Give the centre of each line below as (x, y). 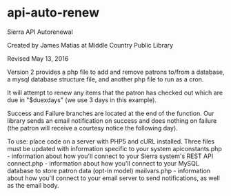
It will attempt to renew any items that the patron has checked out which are (115, 92)
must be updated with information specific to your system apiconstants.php (114, 148)
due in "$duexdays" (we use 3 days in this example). (82, 100)
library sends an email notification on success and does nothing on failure (112, 120)
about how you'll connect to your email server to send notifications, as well (114, 178)
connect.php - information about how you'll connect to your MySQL (103, 163)
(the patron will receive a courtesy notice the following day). (92, 128)
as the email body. (33, 185)
